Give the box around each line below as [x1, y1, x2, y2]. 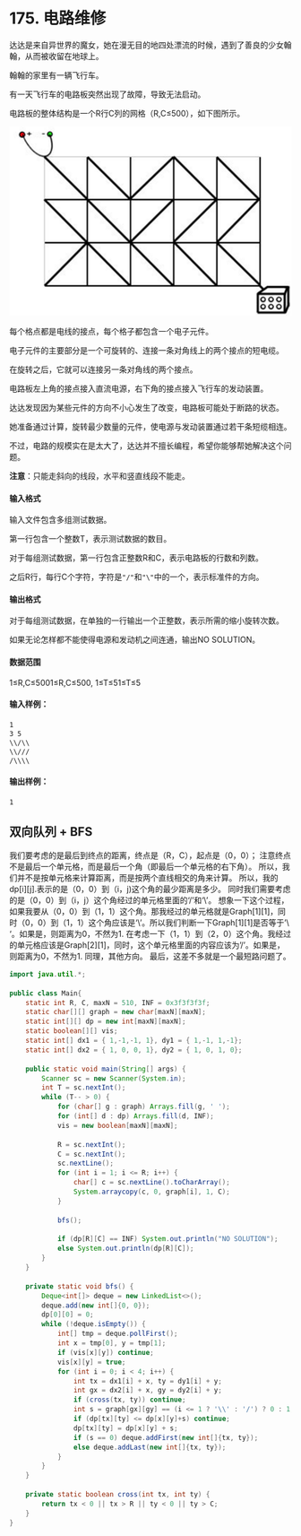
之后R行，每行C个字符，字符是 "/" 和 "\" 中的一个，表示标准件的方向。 [9, 571, 264, 583]
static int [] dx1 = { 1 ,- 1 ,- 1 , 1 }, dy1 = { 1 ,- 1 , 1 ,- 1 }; [25, 1037, 243, 1046]
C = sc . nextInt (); [56, 1150, 126, 1159]
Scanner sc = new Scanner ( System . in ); [41, 1073, 186, 1083]
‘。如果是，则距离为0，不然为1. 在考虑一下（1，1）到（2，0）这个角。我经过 [9, 928, 291, 939]
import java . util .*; [9, 969, 87, 978]
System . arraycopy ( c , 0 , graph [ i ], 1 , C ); [73, 1187, 230, 1197]
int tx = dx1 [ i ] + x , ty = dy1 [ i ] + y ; [73, 1376, 222, 1385]
